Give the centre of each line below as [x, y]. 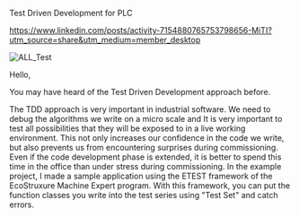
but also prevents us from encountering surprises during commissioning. [144, 148]
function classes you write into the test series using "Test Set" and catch [144, 195]
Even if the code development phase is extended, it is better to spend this [145, 157]
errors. [22, 204]
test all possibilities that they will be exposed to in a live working [128, 128]
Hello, [20, 74]
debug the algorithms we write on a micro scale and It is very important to [146, 119]
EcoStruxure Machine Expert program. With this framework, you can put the [149, 186]
